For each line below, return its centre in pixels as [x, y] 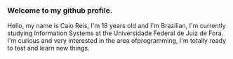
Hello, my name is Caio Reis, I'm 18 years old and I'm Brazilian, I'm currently [116, 26]
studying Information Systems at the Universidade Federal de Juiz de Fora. [115, 33]
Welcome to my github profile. [60, 11]
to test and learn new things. [48, 48]
